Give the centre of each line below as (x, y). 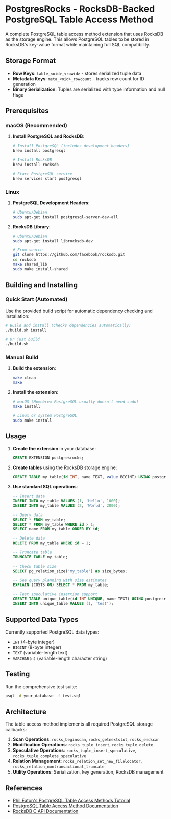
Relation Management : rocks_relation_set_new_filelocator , (77, 761)
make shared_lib (30, 264)
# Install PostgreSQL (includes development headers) (71, 146)
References (24, 788)
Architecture (26, 711)
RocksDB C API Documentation (45, 811)
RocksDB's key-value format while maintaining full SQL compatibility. (78, 44)
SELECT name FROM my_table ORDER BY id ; (56, 529)
